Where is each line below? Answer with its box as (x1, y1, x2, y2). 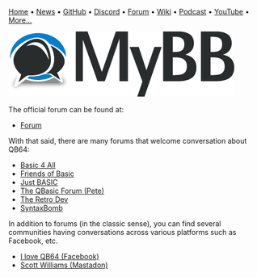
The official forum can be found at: (8, 105, 124, 114)
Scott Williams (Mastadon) (19, 260, 108, 270)
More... (8, 15, 32, 25)
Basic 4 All (19, 161, 56, 170)
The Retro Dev (19, 195, 69, 204)
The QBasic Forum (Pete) (19, 186, 105, 195)
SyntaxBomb (19, 204, 63, 212)
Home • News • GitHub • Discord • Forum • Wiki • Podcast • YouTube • (8, 7, 250, 16)
